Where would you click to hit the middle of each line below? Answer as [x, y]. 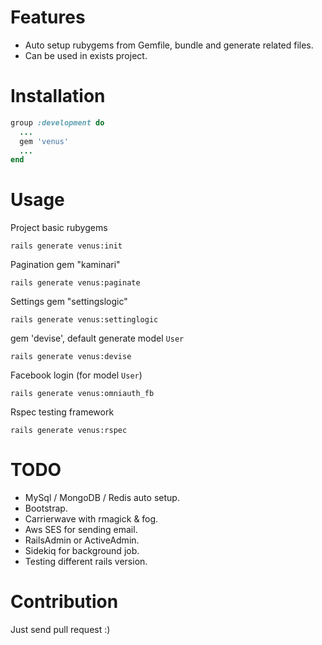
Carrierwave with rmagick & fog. [91, 519]
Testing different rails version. [86, 562]
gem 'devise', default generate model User [97, 338]
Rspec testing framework [62, 412]
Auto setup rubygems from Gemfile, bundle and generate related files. [169, 45]
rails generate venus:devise [71, 357]
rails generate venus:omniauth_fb [82, 394]
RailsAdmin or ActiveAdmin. [82, 540]
